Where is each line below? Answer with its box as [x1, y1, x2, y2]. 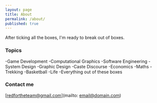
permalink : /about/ [5, 16, 46, 21]
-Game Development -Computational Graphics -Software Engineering [5, 58, 148, 64]
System [5, 63, 21, 69]
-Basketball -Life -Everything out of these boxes [24, 69, 122, 75]
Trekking [5, 69, 23, 75]
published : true [5, 21, 39, 26]
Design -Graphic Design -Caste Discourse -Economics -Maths [21, 63, 149, 69]
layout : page [5, 7, 32, 12]
